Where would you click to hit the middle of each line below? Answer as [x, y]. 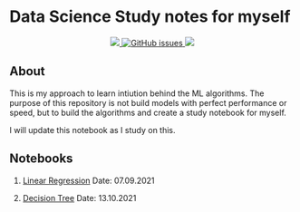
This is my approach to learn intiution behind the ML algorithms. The [137, 93]
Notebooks [41, 159]
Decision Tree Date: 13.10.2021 [79, 198]
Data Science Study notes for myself [150, 17]
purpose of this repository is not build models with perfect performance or [148, 102]
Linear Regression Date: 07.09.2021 [89, 180]
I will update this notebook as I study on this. [92, 130]
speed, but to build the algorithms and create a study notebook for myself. [148, 112]
